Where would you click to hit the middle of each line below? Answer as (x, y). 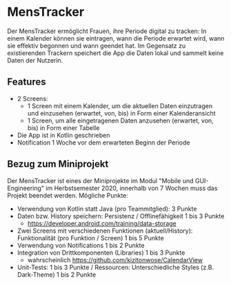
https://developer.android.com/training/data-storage (102, 223)
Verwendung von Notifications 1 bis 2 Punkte (81, 245)
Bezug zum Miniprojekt (58, 164)
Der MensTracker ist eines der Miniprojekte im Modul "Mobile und (101, 180)
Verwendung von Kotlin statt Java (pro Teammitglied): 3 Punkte (107, 209)
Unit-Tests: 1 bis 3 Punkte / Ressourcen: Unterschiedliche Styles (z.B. (115, 267)
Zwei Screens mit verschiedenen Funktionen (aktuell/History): (105, 231)
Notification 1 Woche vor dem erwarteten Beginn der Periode (103, 142)
